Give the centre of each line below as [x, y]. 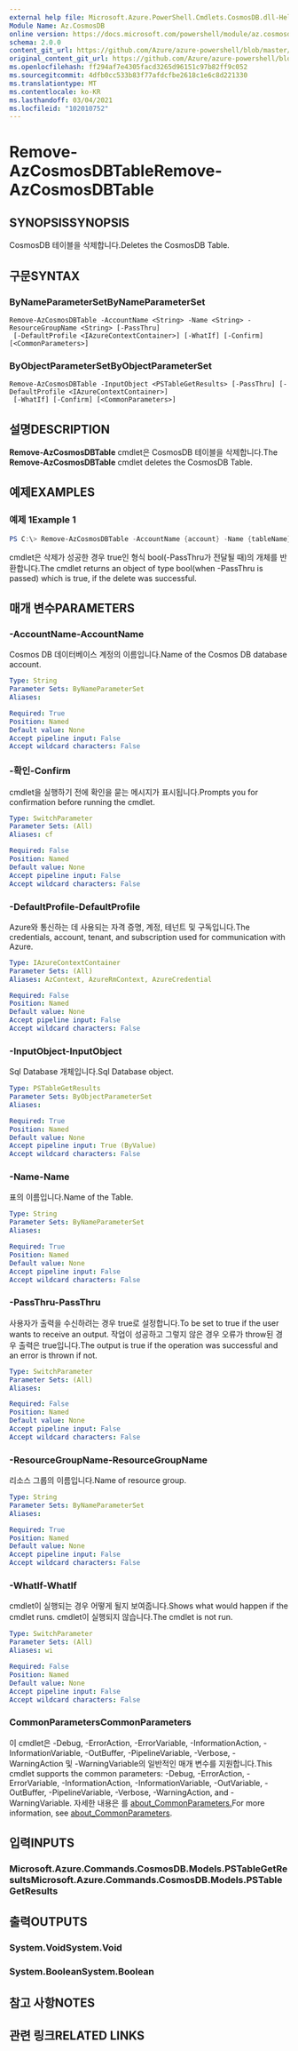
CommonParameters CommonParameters [101, 1722]
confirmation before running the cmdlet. [82, 802]
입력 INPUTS [42, 1844]
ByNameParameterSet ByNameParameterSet [107, 301]
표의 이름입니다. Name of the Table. [71, 1197]
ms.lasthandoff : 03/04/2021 [61, 100]
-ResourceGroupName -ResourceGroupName [109, 1460]
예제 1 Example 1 [43, 520]
